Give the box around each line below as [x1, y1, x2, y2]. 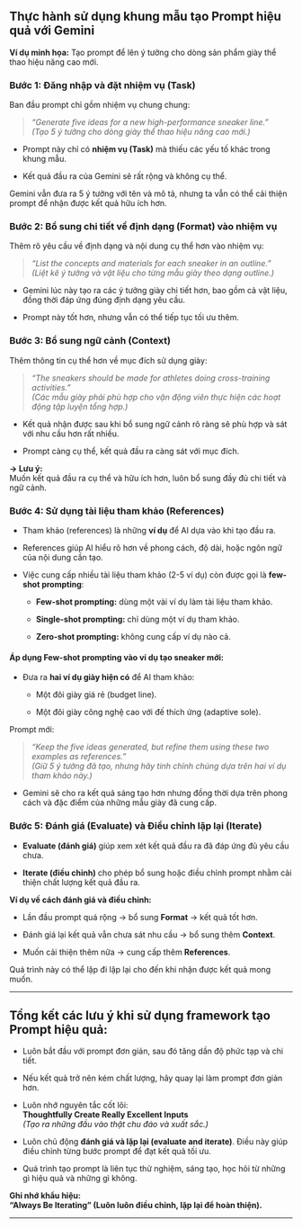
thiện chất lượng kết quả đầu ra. [22, 876, 141, 887]
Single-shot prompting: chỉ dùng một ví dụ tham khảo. [35, 614, 240, 624]
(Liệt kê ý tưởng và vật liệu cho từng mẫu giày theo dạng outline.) [31, 267, 274, 279]
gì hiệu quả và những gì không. [22, 1173, 138, 1184]
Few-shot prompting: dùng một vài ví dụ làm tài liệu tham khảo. [35, 596, 273, 607]
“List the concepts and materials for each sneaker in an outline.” [31, 258, 271, 269]
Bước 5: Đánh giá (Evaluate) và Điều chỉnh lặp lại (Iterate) [9, 820, 262, 832]
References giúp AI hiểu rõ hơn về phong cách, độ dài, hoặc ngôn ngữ [22, 542, 283, 553]
